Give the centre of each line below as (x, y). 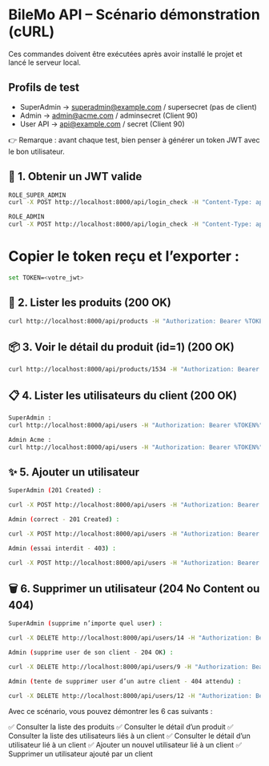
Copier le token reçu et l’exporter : (124, 257)
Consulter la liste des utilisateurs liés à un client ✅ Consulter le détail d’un (129, 736)
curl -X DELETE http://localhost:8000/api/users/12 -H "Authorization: (130, 696)
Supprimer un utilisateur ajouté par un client (81, 753)
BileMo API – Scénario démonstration (134, 15)
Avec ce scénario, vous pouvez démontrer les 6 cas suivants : (110, 711)
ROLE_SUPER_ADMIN (37, 195)
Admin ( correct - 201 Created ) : (64, 519)
